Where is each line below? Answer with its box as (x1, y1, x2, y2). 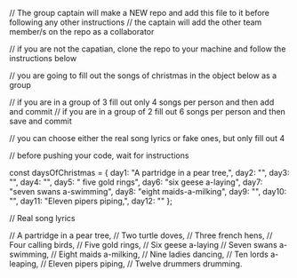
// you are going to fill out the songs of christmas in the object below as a (9, 70, 277, 81)
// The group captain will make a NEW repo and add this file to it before (9, 8, 269, 18)
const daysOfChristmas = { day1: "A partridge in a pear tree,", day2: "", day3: (9, 168, 290, 178)
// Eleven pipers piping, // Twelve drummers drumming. (40, 258, 243, 269)
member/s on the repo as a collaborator (9, 27, 155, 36)
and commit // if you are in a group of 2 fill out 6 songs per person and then (9, 107, 286, 116)
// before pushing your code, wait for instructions (9, 150, 189, 161)
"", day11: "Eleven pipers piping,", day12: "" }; (9, 195, 173, 206)
